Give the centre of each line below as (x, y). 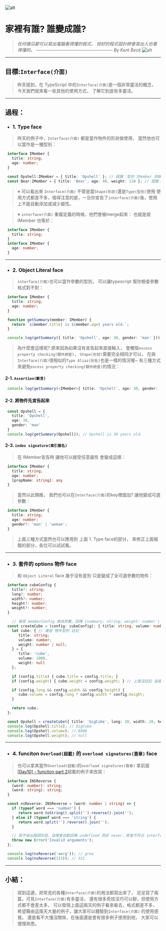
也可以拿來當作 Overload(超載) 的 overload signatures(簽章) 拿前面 (83, 765)
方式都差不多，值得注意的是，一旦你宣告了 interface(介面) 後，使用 (89, 197)
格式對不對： (30, 288)
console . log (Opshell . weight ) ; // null (47, 735)
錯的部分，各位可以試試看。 (45, 545)
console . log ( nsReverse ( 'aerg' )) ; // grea (50, 854)
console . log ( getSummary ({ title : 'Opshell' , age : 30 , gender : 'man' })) (84, 338)
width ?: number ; (28, 599)
